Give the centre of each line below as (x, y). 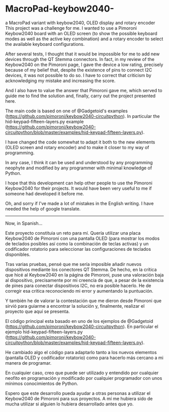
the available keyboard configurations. (45, 44)
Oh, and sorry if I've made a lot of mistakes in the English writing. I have (79, 203)
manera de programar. (28, 363)
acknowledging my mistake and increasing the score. (60, 81)
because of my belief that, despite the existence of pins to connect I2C (79, 70)
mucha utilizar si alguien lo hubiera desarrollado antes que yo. (70, 404)
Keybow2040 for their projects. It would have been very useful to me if (78, 188)
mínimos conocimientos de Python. (42, 383)
